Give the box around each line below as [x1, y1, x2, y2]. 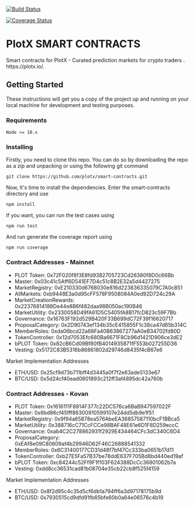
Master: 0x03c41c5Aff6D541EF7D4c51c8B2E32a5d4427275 [14, 278, 160, 285]
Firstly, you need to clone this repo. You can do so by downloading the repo [6, 156, 188, 163]
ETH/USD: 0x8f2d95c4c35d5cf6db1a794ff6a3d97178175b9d [14, 487, 162, 494]
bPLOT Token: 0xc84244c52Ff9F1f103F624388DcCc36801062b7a [14, 459, 176, 466]
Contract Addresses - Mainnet [6, 258, 95, 266]
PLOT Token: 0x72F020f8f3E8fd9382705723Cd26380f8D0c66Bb [14, 271, 174, 278]
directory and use [6, 190, 49, 197]
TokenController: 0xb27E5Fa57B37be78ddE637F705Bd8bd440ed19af [14, 452, 183, 459]
